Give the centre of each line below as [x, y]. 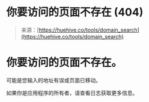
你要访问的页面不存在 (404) [75, 12]
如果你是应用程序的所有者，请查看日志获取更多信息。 [72, 92]
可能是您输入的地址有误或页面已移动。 [53, 80]
